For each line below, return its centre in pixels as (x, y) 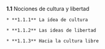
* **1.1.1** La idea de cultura (47, 20)
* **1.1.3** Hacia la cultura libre (52, 41)
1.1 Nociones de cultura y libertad (48, 9)
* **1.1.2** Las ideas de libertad (51, 30)
